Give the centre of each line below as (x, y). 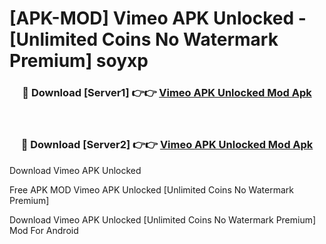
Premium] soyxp (79, 61)
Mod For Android (44, 230)
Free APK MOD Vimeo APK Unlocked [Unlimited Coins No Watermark (151, 189)
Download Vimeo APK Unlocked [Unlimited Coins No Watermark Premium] (163, 219)
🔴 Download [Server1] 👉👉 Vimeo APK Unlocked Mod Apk (167, 93)
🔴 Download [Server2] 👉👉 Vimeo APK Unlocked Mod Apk (167, 145)
